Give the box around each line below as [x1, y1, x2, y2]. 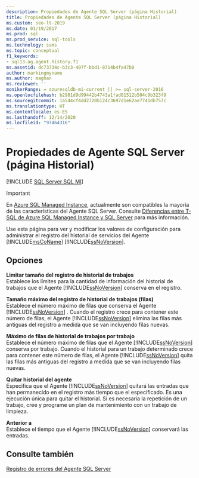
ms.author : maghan [6, 75, 52, 81]
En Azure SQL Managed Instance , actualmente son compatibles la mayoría [6, 201, 189, 209]
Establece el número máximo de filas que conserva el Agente [6, 302, 157, 309]
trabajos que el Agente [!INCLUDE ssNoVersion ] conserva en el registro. [6, 284, 182, 291]
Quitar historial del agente [6, 376, 73, 383]
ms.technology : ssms [6, 42, 58, 48]
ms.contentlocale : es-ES [6, 109, 68, 115]
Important [6, 189, 30, 197]
